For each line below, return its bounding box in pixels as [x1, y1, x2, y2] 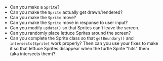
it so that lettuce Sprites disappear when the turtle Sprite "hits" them [9, 46, 149, 51]
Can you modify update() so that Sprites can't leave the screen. [9, 25, 140, 31]
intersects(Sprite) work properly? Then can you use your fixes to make [9, 41, 159, 46]
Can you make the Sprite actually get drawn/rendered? [9, 9, 122, 15]
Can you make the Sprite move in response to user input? [9, 20, 128, 25]
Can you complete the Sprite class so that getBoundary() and [9, 35, 134, 41]
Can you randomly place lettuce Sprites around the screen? [9, 30, 131, 36]
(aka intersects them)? [9, 51, 56, 57]
